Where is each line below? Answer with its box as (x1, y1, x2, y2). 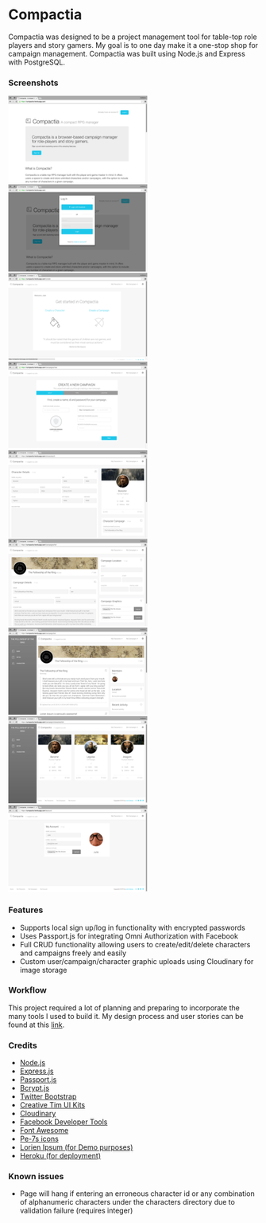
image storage (19, 965, 67, 974)
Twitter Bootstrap (19, 1092, 77, 1101)
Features (8, 904, 44, 915)
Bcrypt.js (19, 1084, 50, 1093)
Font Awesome (19, 1126, 69, 1135)
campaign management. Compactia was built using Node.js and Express (8, 49, 246, 58)
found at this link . (8, 1020, 65, 1029)
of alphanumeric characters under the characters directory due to (19, 1198, 236, 1207)
